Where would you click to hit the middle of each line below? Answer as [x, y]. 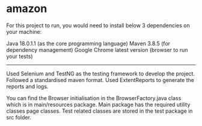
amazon [27, 9]
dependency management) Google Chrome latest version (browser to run [97, 49]
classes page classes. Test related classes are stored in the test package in [99, 111]
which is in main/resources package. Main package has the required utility [98, 104]
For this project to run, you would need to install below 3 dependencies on [98, 25]
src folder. [19, 117]
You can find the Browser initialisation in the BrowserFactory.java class [94, 98]
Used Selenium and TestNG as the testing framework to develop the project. [101, 74]
